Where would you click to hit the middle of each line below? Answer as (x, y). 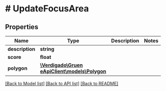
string (47, 49)
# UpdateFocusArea (47, 9)
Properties (22, 27)
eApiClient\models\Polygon (73, 71)
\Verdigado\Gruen (61, 65)
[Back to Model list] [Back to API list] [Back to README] (62, 84)
